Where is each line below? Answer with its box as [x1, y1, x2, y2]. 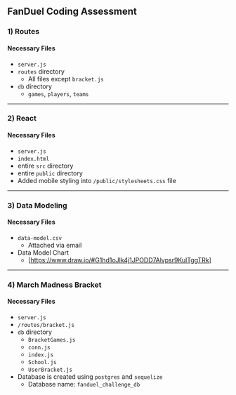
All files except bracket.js [27, 74, 104, 83]
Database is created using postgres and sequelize [17, 372, 163, 381]
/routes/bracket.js [17, 321, 75, 328]
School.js [27, 359, 58, 366]
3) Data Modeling [7, 200, 68, 210]
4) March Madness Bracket [7, 280, 102, 290]
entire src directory [17, 161, 74, 170]
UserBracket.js [27, 366, 72, 373]
